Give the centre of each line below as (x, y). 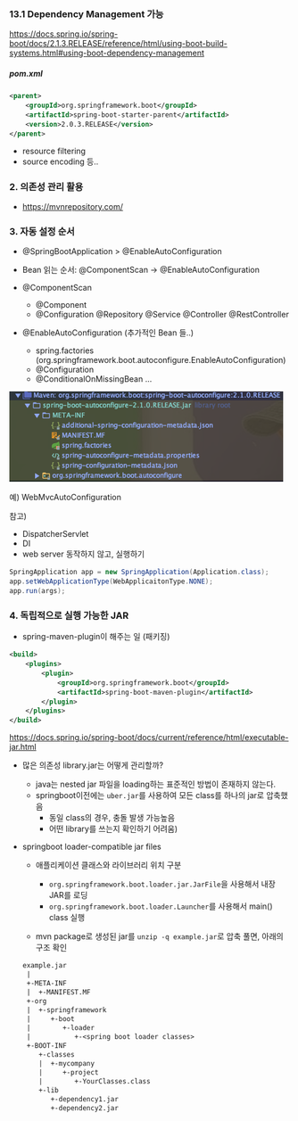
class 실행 (67, 918)
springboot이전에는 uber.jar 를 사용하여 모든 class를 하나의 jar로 (150, 795)
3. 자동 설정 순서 (42, 231)
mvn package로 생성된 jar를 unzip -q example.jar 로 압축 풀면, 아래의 (159, 936)
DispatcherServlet (55, 534)
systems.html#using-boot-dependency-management (107, 53)
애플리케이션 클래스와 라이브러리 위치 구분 (108, 865)
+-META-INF (46, 984)
